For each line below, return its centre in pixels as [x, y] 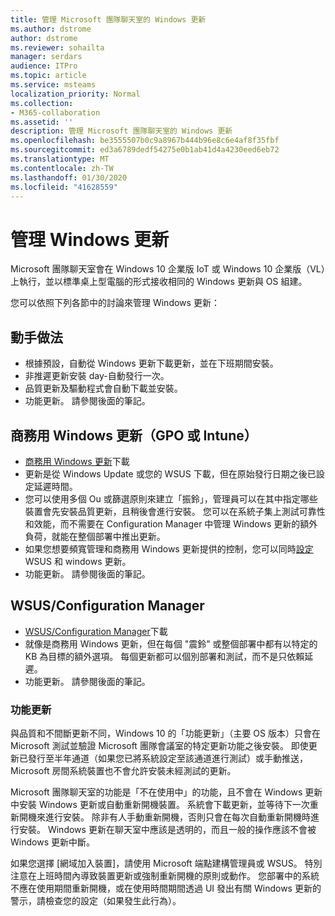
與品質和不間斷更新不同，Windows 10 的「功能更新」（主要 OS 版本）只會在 [165, 733]
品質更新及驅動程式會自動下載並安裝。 [103, 388]
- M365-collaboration [55, 112]
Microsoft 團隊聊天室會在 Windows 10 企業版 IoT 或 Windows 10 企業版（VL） [168, 269]
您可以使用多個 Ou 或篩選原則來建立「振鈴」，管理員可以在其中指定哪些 [171, 498]
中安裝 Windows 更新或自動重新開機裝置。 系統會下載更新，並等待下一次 [160, 805]
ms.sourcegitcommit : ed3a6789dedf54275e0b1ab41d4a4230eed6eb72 [145, 150]
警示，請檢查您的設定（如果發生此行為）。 [96, 901]
